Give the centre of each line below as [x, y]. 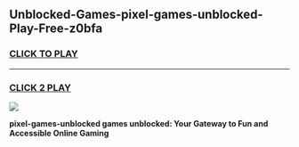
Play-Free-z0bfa [56, 29]
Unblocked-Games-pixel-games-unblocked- [137, 15]
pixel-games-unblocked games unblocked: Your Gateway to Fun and [139, 123]
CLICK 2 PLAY [40, 87]
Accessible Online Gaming [59, 133]
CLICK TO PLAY [44, 54]
